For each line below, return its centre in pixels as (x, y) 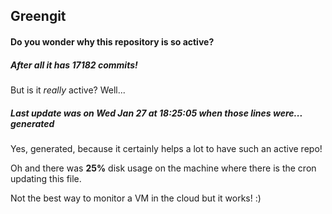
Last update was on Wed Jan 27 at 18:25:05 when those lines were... (156, 113)
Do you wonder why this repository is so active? (112, 41)
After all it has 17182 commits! (74, 65)
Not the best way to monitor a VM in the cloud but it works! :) (136, 198)
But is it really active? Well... (68, 90)
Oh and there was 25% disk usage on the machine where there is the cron (163, 168)
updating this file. (46, 178)
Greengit (38, 16)
